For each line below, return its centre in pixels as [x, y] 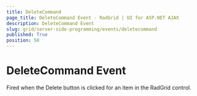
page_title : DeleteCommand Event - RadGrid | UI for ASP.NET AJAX [93, 18]
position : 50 [23, 40]
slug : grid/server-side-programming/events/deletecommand [82, 29]
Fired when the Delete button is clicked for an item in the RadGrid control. [99, 87]
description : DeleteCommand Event [50, 23]
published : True [27, 35]
